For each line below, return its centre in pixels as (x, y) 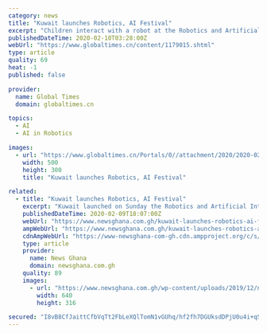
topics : (21, 119)
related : (23, 192)
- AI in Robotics (44, 133)
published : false (37, 75)
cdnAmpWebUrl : (46, 236)
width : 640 (55, 296)
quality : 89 (42, 273)
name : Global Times (48, 96)
